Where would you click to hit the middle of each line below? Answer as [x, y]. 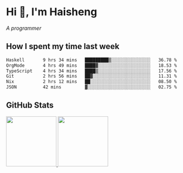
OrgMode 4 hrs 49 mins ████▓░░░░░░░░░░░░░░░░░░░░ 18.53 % [91, 65]
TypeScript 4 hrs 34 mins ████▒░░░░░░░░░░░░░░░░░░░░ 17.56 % [91, 71]
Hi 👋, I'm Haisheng [52, 12]
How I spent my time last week [63, 46]
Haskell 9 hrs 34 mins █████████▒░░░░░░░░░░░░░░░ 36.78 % [91, 60]
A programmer [24, 28]
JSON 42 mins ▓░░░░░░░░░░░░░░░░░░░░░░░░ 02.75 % [91, 87]
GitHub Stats [30, 105]
